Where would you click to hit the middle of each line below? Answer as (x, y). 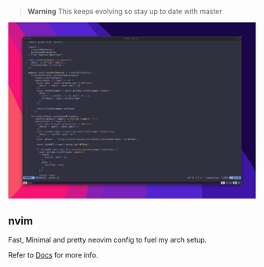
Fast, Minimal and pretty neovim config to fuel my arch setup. (108, 239)
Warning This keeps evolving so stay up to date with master (125, 11)
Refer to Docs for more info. (53, 254)
